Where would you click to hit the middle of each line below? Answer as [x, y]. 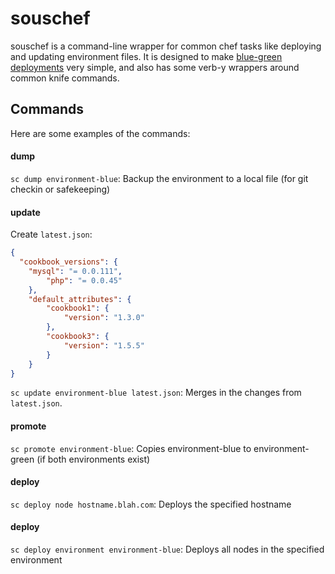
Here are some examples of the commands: [100, 133]
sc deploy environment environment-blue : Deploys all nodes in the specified [167, 549]
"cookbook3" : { [78, 337]
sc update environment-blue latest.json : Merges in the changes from [156, 393]
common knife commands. [65, 78]
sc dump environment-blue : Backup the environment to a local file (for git [159, 178]
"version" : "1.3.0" [104, 318]
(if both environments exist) [93, 459]
